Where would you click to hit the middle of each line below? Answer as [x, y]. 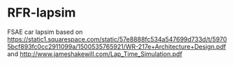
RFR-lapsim [42, 13]
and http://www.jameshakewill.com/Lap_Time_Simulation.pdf [95, 54]
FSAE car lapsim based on [45, 32]
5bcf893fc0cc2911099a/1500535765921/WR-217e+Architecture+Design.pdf [117, 46]
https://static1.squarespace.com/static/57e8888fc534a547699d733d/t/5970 [117, 39]
